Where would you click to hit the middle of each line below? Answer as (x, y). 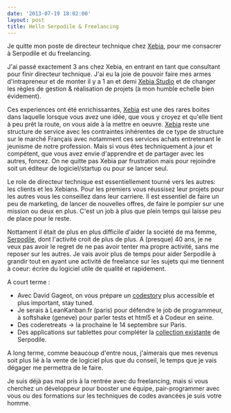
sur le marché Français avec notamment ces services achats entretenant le (114, 139)
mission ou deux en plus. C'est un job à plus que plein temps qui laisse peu (114, 211)
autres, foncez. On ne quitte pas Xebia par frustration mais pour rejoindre (111, 161)
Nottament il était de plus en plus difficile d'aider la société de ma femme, (112, 232)
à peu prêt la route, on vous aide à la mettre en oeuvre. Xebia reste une (108, 125)
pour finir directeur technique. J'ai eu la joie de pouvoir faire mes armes (109, 74)
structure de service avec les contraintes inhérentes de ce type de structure (115, 131)
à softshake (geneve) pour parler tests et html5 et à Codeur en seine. (115, 318)
